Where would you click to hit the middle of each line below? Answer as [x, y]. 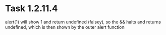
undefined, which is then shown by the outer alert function [65, 27]
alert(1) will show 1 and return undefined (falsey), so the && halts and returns [83, 22]
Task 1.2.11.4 [31, 9]
